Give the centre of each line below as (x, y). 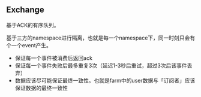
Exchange (25, 10)
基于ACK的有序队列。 (33, 25)
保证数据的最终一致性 (41, 88)
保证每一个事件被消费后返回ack (54, 58)
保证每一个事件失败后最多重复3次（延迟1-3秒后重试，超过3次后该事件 (101, 65)
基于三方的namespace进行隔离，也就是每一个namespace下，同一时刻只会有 (101, 38)
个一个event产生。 (29, 45)
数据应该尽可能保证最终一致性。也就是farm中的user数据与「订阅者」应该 (105, 80)
